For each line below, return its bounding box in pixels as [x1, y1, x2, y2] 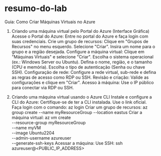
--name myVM [11, 125, 41, 130]
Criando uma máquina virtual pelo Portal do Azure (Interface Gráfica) [11, 28, 150, 34]
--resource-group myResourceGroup [11, 119, 86, 126]
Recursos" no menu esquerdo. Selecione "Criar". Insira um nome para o [11, 43, 156, 49]
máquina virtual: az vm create [11, 114, 71, 120]
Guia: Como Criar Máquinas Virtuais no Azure [4, 19, 96, 25]
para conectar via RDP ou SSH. [11, 85, 74, 90]
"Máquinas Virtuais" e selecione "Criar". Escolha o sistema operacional [11, 54, 154, 59]
